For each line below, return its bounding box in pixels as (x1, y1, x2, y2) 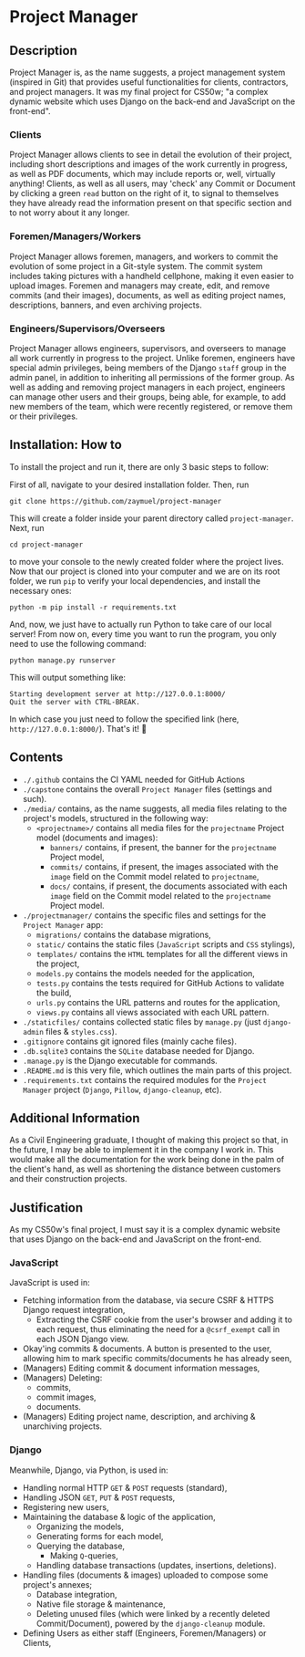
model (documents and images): (36, 832, 158, 843)
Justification (9, 1200, 84, 1215)
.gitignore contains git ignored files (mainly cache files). (22, 1036, 237, 1047)
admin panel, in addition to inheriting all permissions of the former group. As (9, 371, 295, 382)
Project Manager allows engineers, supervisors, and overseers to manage (9, 342, 287, 353)
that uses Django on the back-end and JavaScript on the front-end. (9, 1234, 262, 1245)
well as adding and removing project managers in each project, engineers (9, 381, 286, 392)
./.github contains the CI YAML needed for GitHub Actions (22, 774, 246, 785)
